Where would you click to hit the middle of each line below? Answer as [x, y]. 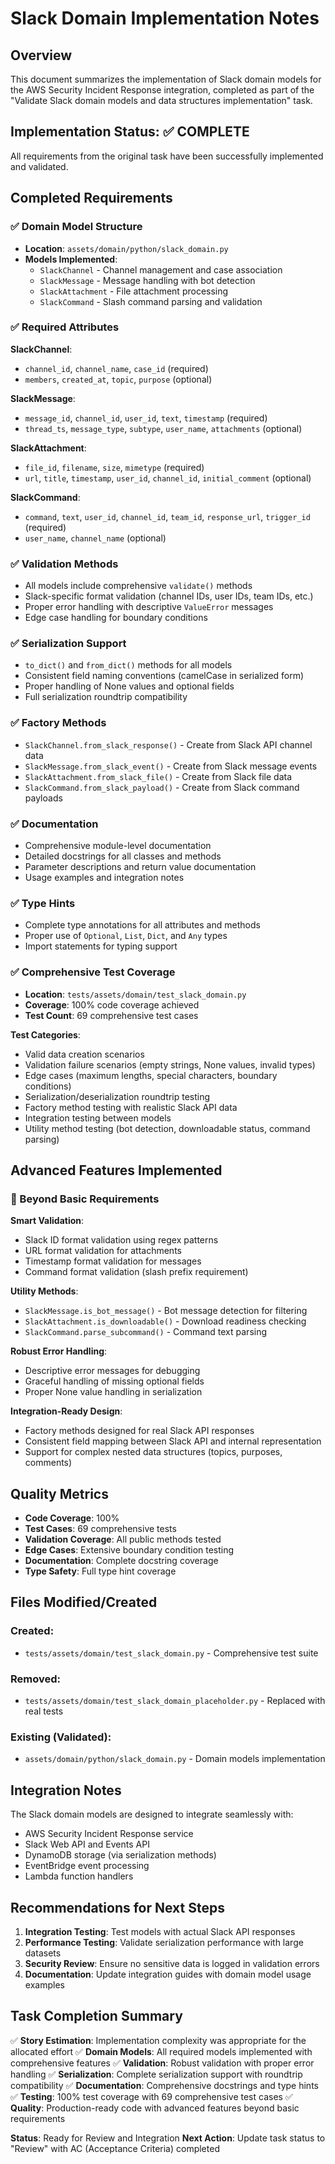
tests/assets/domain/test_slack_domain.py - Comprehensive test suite [171, 1653]
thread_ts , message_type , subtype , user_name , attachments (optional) [163, 428]
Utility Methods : [44, 1291]
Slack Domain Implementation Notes [165, 18]
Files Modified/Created [84, 1602]
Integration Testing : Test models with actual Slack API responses [160, 1931]
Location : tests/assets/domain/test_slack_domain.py [135, 994]
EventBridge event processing [87, 1866]
